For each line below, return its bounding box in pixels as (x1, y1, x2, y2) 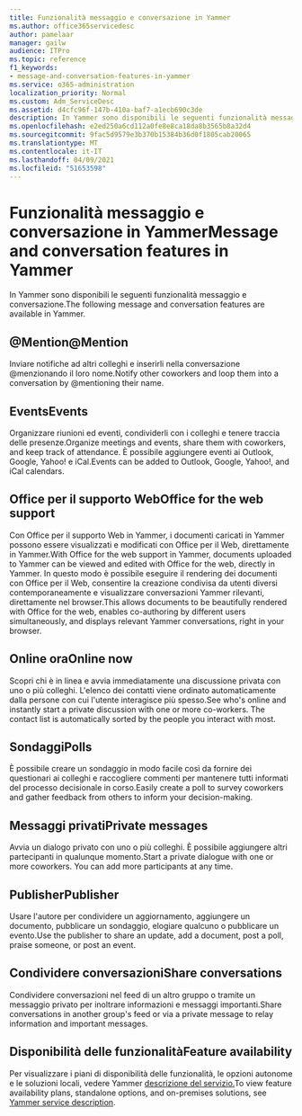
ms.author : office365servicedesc (9, 22, 135, 31)
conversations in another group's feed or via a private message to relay (9, 1008, 274, 1019)
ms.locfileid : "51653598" (9, 164, 106, 173)
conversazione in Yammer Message (9, 221, 279, 242)
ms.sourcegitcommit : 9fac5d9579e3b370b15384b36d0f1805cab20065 (9, 130, 252, 139)
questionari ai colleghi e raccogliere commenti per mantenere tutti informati (9, 772, 289, 783)
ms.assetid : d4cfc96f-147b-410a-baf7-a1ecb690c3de (9, 105, 203, 114)
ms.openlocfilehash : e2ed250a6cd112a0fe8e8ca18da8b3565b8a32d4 (9, 122, 252, 131)
